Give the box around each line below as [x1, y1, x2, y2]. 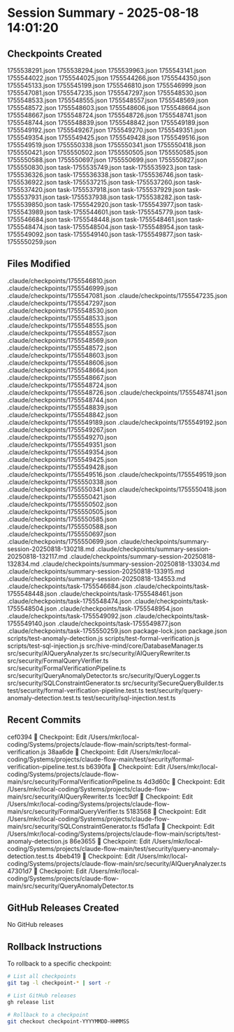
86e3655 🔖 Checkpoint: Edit [69, 836, 151, 846]
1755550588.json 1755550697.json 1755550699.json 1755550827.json [7, 156, 207, 164]
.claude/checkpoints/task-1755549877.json [57, 619, 182, 627]
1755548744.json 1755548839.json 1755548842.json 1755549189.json [7, 118, 210, 127]
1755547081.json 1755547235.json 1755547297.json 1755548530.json [7, 89, 207, 97]
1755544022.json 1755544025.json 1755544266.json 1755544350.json [7, 74, 211, 82]
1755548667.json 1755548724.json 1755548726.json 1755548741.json [7, 111, 207, 119]
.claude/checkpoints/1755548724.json [7, 381, 117, 389]
